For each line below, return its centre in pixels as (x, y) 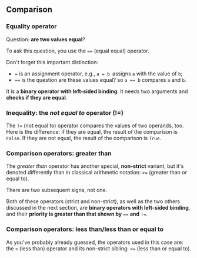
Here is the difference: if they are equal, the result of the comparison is (92, 131)
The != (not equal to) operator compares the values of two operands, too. (95, 125)
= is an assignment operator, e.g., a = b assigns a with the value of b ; (98, 74)
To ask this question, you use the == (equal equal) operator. (78, 51)
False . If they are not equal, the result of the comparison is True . (84, 138)
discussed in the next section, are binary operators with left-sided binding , (98, 208)
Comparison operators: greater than (59, 153)
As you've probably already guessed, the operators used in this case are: (95, 242)
